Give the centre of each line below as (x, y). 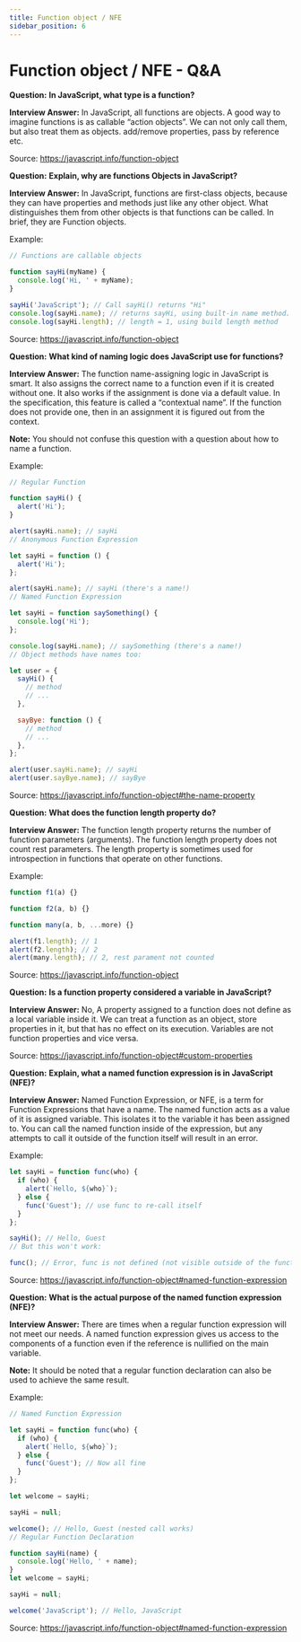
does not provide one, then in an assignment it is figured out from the (137, 412)
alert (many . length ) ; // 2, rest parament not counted (112, 958)
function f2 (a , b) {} (50, 909)
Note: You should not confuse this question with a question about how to (144, 439)
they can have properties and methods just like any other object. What (139, 203)
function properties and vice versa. (74, 1039)
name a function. (40, 448)
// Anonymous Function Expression (74, 540)
